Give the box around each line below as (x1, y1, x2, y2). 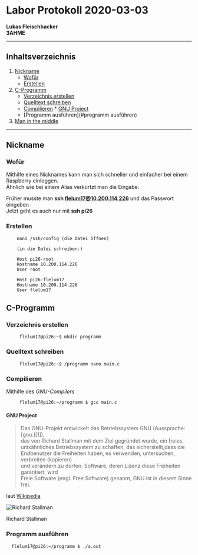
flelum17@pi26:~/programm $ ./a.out (11, 543, 101, 549)
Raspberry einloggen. (6, 177, 59, 184)
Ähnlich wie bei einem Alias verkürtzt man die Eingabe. (6, 184, 140, 191)
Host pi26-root (16, 256, 54, 262)
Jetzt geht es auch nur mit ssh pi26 (6, 207, 93, 215)
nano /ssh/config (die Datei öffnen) (16, 235, 110, 241)
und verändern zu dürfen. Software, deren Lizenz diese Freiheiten (20, 463, 181, 470)
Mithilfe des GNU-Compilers (6, 388, 75, 395)
